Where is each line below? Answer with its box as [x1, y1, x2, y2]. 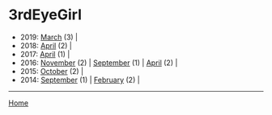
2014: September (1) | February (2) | [19, 75, 140, 84]
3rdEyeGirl [8, 6, 83, 24]
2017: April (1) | [19, 49, 70, 59]
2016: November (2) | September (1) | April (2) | [19, 58, 178, 68]
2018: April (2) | [19, 40, 73, 50]
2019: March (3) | [19, 32, 79, 42]
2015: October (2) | [19, 66, 83, 76]
